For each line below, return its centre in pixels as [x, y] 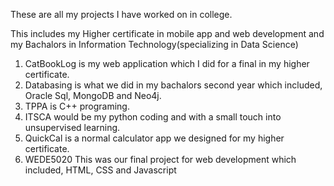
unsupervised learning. [72, 127]
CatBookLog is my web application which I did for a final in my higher [167, 63]
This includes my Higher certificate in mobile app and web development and [167, 33]
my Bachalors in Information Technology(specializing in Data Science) [154, 44]
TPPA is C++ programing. [77, 106]
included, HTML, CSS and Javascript [100, 170]
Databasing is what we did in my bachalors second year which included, [173, 85]
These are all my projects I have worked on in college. [121, 14]
